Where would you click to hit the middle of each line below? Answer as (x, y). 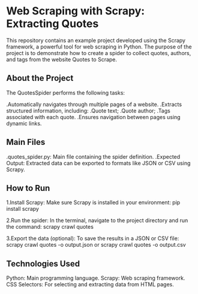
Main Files (26, 142)
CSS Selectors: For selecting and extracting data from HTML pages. (90, 284)
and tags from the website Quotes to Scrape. (62, 59)
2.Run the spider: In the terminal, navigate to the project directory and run (97, 220)
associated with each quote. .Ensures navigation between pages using (94, 117)
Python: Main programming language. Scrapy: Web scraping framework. (96, 278)
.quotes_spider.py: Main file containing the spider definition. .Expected (93, 156)
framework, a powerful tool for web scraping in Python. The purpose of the (99, 47)
